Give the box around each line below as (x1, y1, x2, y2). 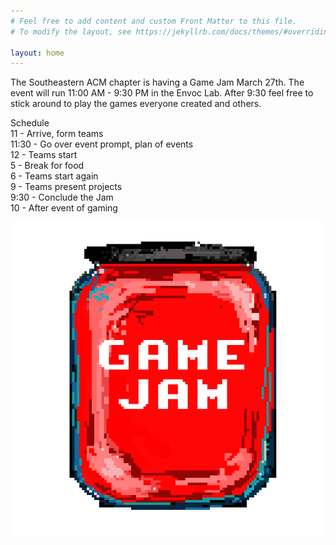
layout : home (10, 48, 65, 58)
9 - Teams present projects (10, 181, 123, 193)
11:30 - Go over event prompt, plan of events (10, 138, 194, 150)
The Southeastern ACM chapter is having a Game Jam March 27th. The (10, 76, 305, 89)
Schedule (10, 117, 50, 129)
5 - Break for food (10, 160, 85, 172)
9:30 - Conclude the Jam (10, 191, 114, 204)
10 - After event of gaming (10, 202, 118, 214)
